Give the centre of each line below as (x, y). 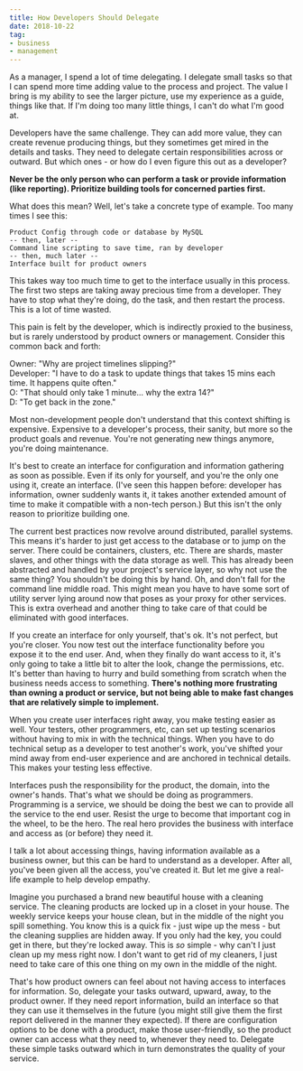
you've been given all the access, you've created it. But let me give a (137, 870)
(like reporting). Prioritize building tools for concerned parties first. (138, 189)
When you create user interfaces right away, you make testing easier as (142, 720)
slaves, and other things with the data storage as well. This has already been (151, 560)
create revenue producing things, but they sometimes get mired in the (139, 143)
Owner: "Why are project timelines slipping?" (93, 364)
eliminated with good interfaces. (69, 618)
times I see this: (38, 216)
